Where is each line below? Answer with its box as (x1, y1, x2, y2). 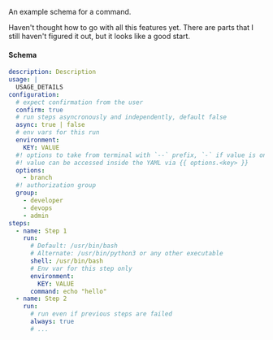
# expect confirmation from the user (15, 98, 144, 107)
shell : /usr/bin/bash (29, 257, 104, 265)
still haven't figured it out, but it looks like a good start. (8, 32, 191, 41)
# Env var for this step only (29, 264, 132, 272)
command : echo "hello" (29, 287, 107, 295)
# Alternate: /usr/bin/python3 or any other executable (29, 250, 223, 258)
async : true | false (15, 121, 85, 129)
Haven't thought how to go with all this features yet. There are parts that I (8, 23, 254, 32)
